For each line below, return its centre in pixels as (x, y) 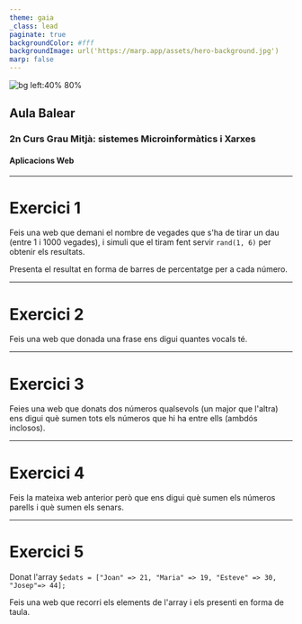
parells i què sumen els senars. (67, 507)
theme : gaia (31, 18)
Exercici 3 (47, 384)
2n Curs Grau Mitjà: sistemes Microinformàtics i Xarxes (133, 139)
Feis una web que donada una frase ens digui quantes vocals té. (129, 339)
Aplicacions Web (42, 160)
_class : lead (34, 26)
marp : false (31, 59)
